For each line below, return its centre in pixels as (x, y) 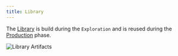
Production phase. (29, 35)
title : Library (25, 12)
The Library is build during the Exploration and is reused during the (89, 29)
